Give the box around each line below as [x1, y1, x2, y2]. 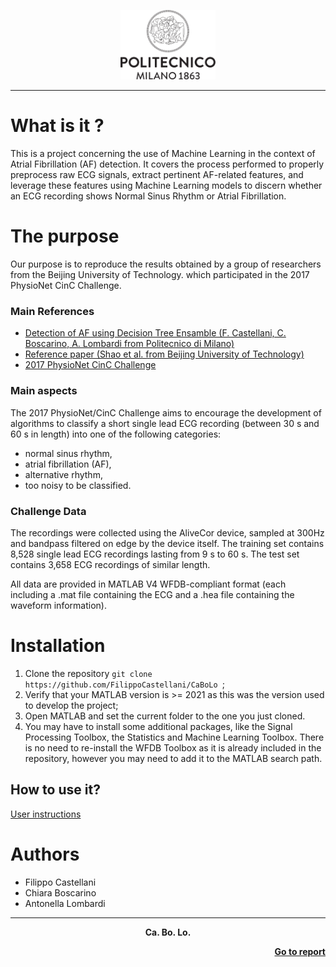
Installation [10, 635, 106, 657]
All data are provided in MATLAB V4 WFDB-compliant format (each [10, 578, 287, 590]
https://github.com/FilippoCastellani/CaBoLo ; [24, 678, 226, 690]
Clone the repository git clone [24, 667, 153, 679]
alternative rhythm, [24, 468, 103, 480]
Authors [10, 843, 80, 865]
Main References [10, 304, 95, 318]
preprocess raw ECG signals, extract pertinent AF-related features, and [10, 169, 304, 181]
